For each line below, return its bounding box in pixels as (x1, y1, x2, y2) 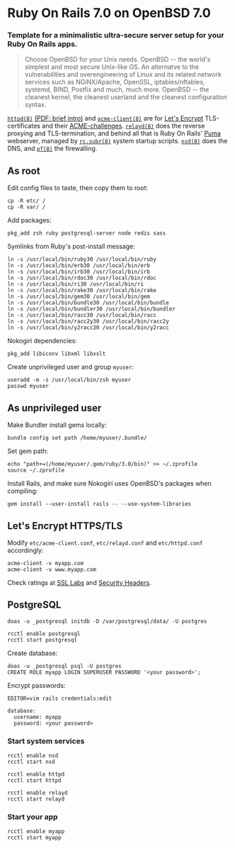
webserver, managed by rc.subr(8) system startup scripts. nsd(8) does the (7, 137, 228, 145)
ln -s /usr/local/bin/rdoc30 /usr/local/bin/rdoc (7, 274, 157, 281)
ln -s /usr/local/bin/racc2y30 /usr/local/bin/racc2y (7, 318, 170, 325)
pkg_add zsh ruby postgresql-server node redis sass (7, 230, 166, 237)
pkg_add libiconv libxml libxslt (7, 350, 106, 357)
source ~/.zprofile (7, 467, 65, 474)
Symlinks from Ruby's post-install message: (7, 242, 136, 251)
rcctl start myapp (7, 835, 62, 842)
